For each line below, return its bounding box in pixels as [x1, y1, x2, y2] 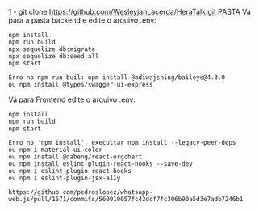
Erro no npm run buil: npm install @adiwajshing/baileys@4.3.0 [8, 74, 226, 82]
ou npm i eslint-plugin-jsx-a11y [8, 174, 121, 182]
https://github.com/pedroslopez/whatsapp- [8, 188, 153, 196]
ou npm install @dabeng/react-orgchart [8, 153, 143, 161]
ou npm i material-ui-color [8, 146, 103, 154]
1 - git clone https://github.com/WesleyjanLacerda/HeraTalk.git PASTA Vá [8, 7, 252, 16]
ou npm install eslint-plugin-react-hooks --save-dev [8, 160, 194, 168]
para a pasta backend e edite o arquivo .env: [8, 15, 157, 25]
